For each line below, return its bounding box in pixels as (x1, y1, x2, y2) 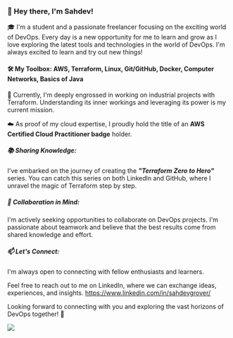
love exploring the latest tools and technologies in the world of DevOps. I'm (7, 40, 225, 49)
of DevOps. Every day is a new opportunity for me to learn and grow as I (7, 33, 217, 42)
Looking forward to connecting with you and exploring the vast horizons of (7, 303, 224, 311)
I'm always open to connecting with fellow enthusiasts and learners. (7, 267, 204, 276)
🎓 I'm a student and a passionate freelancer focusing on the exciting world (7, 23, 227, 31)
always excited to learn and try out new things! (7, 48, 143, 56)
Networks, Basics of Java (7, 74, 84, 83)
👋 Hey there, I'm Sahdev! (7, 6, 94, 16)
